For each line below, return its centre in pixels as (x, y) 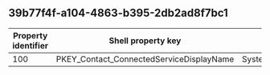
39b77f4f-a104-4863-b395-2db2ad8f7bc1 (119, 13)
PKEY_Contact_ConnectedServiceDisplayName (145, 59)
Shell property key (145, 41)
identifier (30, 45)
